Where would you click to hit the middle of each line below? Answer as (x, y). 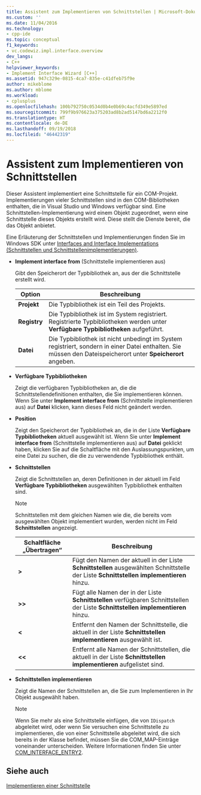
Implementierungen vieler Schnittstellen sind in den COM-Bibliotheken (93, 200)
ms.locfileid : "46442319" (38, 135)
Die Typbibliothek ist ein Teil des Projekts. (107, 304)
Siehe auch (28, 771)
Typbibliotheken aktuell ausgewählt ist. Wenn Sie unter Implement (98, 436)
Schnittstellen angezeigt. (46, 527)
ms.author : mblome (29, 90)
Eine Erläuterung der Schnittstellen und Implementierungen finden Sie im (96, 237)
